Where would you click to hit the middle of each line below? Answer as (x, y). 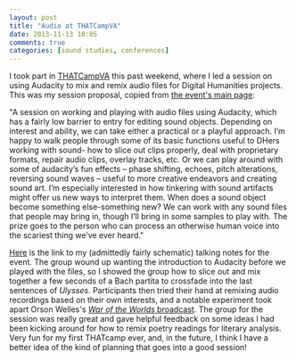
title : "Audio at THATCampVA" (66, 26)
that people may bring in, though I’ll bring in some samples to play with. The (148, 217)
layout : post (33, 17)
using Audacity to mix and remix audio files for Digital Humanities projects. (146, 86)
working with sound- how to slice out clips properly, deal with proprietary (144, 150)
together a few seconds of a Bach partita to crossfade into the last (131, 281)
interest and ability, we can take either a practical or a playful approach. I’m (147, 131)
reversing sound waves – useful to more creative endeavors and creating (143, 178)
